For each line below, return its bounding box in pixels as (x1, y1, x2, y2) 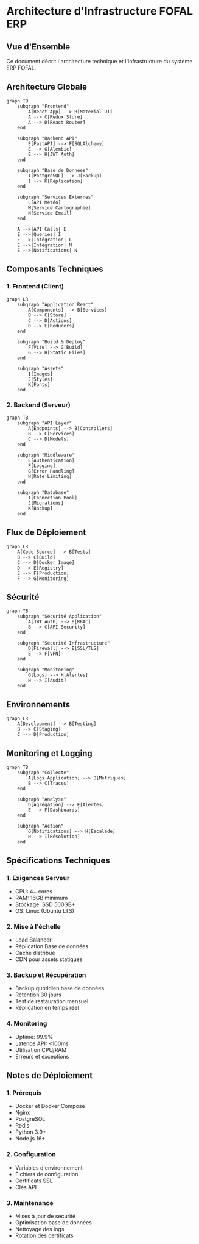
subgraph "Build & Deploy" (17, 338, 86, 345)
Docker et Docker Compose (15, 1103, 85, 1110)
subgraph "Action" (17, 823, 64, 829)
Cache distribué (15, 949, 56, 957)
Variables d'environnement (15, 1164, 83, 1171)
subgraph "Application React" (17, 301, 94, 307)
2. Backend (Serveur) (6, 401, 71, 409)
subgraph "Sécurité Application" (17, 613, 102, 620)
